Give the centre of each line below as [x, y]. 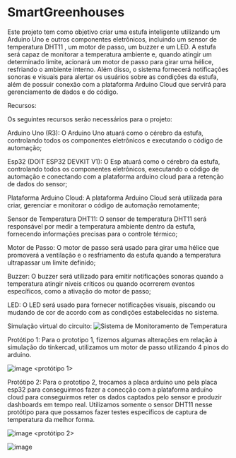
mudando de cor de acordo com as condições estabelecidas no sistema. [113, 312]
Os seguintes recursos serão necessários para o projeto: [90, 119]
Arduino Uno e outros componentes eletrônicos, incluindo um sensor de [112, 39]
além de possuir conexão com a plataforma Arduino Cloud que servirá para [117, 84]
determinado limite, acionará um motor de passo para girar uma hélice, [111, 61]
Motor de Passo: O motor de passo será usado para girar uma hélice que [113, 247]
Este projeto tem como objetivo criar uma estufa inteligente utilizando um [114, 32]
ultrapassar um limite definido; [52, 263]
